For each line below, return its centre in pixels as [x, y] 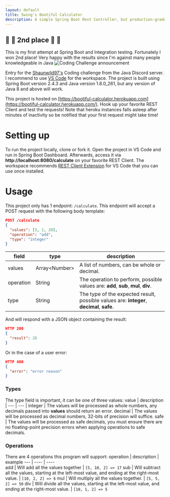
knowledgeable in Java [29, 63]
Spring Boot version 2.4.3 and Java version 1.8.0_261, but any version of [80, 84]
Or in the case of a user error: [36, 352]
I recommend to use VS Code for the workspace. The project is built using [82, 78]
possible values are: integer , [113, 301]
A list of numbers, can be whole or [120, 265]
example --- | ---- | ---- [30, 462]
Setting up [27, 136]
